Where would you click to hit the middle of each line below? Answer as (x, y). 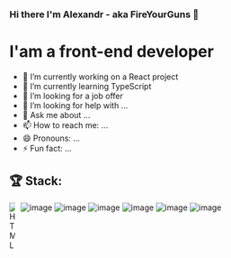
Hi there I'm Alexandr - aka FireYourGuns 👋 (104, 14)
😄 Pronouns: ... (51, 138)
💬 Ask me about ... (56, 115)
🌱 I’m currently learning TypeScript (87, 86)
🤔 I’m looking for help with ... (75, 105)
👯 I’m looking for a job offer (72, 96)
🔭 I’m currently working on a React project (100, 77)
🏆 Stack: (36, 181)
